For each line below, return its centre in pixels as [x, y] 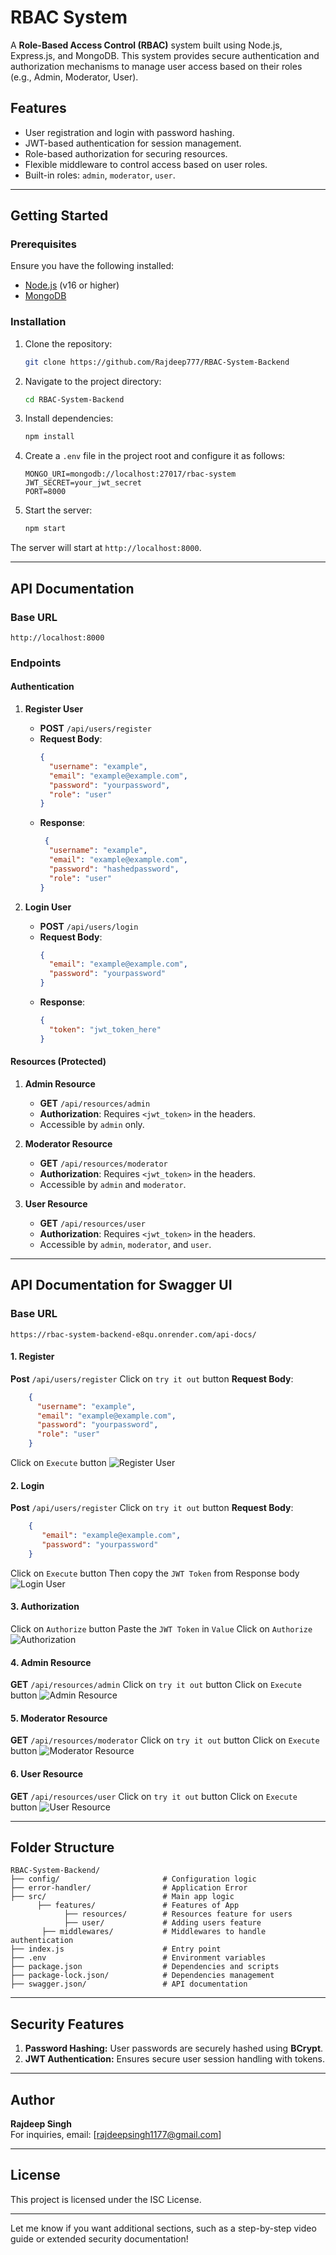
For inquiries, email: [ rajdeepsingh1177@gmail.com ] [116, 2134]
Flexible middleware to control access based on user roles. [146, 164]
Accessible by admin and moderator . [113, 1184]
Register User [54, 709]
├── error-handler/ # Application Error [129, 1888]
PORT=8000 [45, 492]
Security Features [67, 2024]
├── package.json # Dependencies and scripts [145, 1967]
